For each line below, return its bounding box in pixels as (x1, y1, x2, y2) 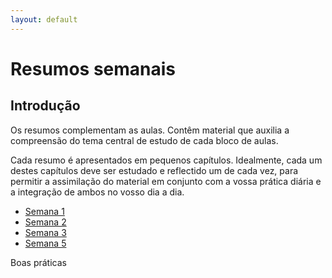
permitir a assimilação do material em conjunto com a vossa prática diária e (10, 175, 322, 187)
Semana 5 (24, 237, 67, 249)
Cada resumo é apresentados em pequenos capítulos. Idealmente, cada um (10, 154, 323, 166)
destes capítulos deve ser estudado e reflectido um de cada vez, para (10, 164, 299, 176)
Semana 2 (24, 216, 67, 228)
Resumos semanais (10, 57, 177, 80)
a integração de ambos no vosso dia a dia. (10, 186, 185, 198)
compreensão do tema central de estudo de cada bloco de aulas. (10, 134, 279, 146)
